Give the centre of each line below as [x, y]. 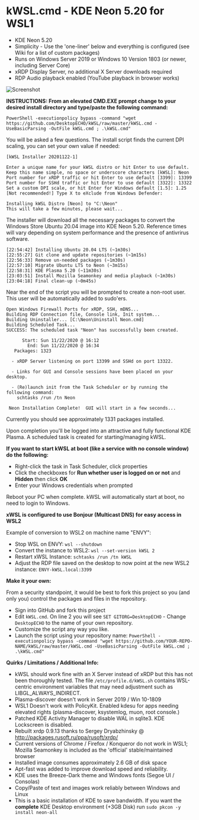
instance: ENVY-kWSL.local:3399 [53, 569]
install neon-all [36, 812]
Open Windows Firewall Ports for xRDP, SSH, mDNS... [73, 309]
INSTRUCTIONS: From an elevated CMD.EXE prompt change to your [91, 101]
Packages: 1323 [33, 351]
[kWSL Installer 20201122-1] [42, 157]
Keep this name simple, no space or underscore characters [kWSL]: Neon [98, 172]
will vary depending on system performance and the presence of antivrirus [97, 233]
